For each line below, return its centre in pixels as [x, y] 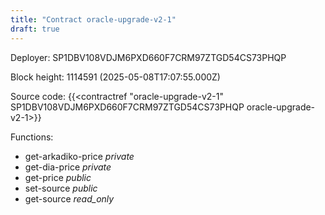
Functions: [32, 137]
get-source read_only [69, 198]
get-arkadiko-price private [79, 156]
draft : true [35, 29]
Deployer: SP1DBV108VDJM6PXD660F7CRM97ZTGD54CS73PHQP [148, 57]
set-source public [61, 188]
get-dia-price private [68, 167]
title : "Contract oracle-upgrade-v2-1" [93, 19]
